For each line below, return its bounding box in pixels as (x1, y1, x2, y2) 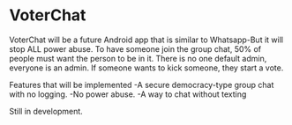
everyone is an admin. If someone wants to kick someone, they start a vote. (9, 62, 284, 73)
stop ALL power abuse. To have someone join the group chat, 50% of (9, 43, 262, 54)
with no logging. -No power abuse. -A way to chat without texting (9, 89, 247, 99)
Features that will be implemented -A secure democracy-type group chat (9, 79, 274, 90)
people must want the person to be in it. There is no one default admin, (9, 53, 267, 63)
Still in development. (9, 106, 84, 116)
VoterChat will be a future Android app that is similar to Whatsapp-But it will (9, 34, 284, 45)
